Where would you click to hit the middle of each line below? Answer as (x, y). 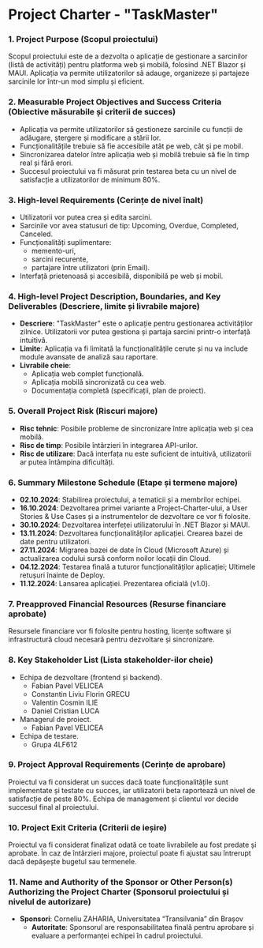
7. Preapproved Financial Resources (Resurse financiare (117, 604)
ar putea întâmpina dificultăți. (67, 462)
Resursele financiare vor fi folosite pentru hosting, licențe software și (120, 631)
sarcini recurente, (60, 259)
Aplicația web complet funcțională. (87, 374)
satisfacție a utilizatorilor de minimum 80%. (90, 179)
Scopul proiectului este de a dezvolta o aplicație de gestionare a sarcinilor (128, 56)
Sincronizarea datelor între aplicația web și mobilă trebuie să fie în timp (134, 154)
